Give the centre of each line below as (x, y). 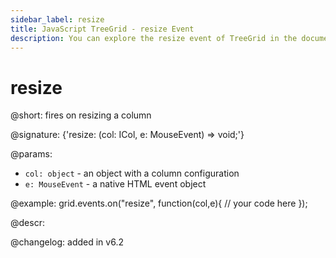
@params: (31, 154)
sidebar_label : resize (57, 19)
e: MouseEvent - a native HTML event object (115, 184)
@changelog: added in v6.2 (67, 242)
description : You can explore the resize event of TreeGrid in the (154, 38)
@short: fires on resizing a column (81, 115)
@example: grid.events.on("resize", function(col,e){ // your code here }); (159, 203)
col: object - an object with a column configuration (132, 173)
